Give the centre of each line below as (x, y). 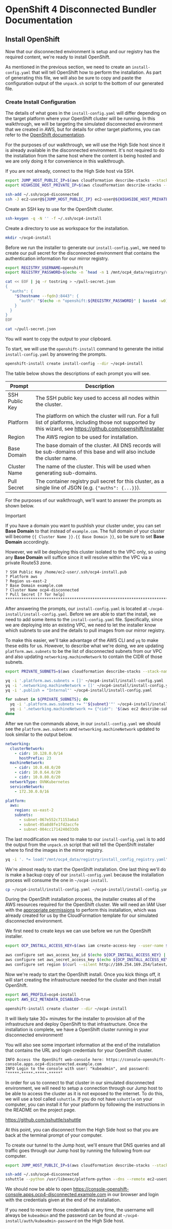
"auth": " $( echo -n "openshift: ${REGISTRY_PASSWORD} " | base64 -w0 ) (93, 301)
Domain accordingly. (27, 542)
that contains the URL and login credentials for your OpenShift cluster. (79, 1050)
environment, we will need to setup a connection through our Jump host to (84, 1088)
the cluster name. (57, 458)
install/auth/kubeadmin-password (41, 1221)
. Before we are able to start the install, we (112, 614)
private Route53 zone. (29, 563)
